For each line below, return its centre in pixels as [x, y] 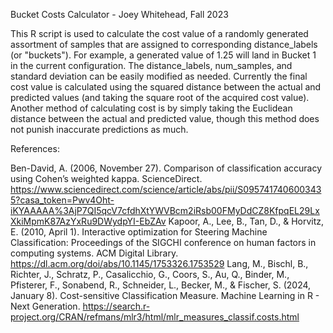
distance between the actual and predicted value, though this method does [165, 118]
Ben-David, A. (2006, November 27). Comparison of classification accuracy [166, 168]
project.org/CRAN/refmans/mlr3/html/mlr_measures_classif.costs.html [155, 317]
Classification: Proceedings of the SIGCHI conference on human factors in [163, 242]
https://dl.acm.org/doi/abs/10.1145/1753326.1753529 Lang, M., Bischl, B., [159, 263]
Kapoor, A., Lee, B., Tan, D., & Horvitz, [246, 221]
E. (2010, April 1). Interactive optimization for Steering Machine [139, 232]
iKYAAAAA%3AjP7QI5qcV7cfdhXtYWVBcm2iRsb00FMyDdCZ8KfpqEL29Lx [165, 210]
